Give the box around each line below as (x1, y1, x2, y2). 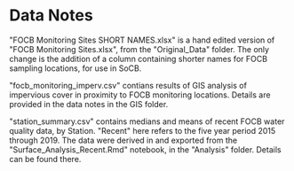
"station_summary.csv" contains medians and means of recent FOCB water (9, 116, 285, 127)
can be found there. (9, 153, 82, 164)
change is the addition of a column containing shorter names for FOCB (9, 53, 268, 64)
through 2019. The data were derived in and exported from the (9, 135, 238, 145)
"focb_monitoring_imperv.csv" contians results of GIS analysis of (9, 80, 247, 90)
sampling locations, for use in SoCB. (9, 63, 142, 74)
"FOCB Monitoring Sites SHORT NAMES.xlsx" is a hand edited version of (9, 35, 275, 45)
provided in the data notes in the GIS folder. (9, 98, 169, 109)
